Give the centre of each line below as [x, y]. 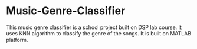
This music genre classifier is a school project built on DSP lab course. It [94, 27]
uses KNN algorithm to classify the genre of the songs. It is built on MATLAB [99, 33]
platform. [17, 40]
